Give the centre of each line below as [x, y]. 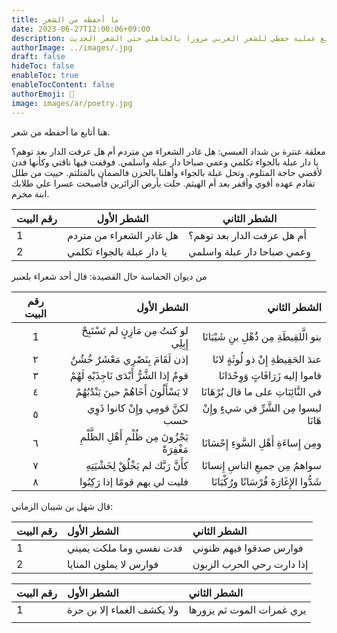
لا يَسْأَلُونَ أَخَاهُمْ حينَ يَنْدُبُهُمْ [132, 391]
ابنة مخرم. [30, 193]
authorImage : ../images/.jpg [72, 47]
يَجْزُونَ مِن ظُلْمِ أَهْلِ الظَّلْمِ [134, 436]
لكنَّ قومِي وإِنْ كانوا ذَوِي [138, 408]
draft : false [38, 57]
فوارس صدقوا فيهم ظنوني [248, 548]
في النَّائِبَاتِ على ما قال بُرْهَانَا [261, 391]
